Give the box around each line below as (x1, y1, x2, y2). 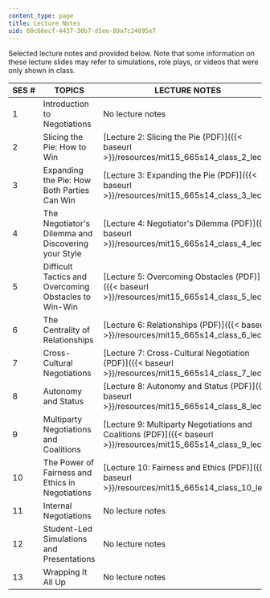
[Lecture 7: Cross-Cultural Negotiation (103, 347, 251, 358)
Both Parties (43, 185, 90, 196)
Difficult (43, 261, 73, 272)
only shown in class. (8, 66, 76, 76)
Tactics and (43, 271, 87, 282)
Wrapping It (43, 567, 88, 578)
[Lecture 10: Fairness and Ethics (103, 462, 227, 473)
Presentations (43, 554, 96, 565)
